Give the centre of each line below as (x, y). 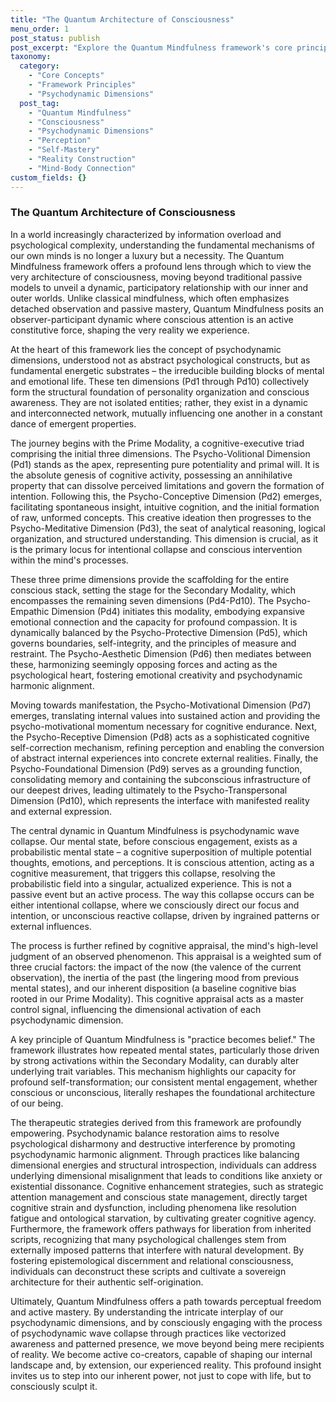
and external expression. (61, 811)
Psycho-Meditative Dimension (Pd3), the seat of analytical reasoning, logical (168, 528)
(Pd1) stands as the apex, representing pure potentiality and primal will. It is (165, 464)
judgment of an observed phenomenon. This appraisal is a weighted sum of (166, 956)
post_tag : (39, 103)
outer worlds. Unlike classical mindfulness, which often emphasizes (150, 298)
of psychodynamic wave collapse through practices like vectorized (148, 1333)
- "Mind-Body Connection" (82, 168)
